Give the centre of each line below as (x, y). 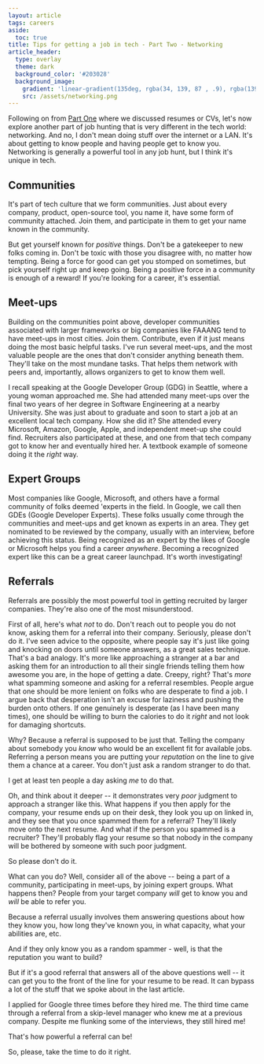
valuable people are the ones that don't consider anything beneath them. (126, 355)
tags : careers (31, 23)
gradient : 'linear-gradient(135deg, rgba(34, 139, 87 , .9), (124, 89)
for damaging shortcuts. (47, 724)
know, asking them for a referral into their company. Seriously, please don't (130, 632)
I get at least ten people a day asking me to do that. (91, 780)
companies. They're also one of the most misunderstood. (101, 608)
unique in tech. (32, 160)
